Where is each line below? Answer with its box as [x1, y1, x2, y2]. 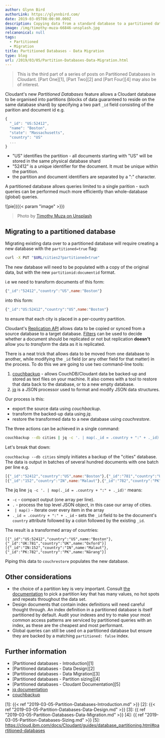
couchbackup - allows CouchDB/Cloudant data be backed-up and [12, 370, 146, 376]
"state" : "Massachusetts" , [9, 130, 65, 135]
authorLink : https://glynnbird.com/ [5, 12, 80, 17]
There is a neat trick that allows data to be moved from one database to [5, 351, 150, 357]
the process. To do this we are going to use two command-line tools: [5, 361, 144, 367]
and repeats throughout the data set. [12, 596, 87, 602]
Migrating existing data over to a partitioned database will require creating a [5, 240, 159, 247]
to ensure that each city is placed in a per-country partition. [5, 316, 126, 322]
